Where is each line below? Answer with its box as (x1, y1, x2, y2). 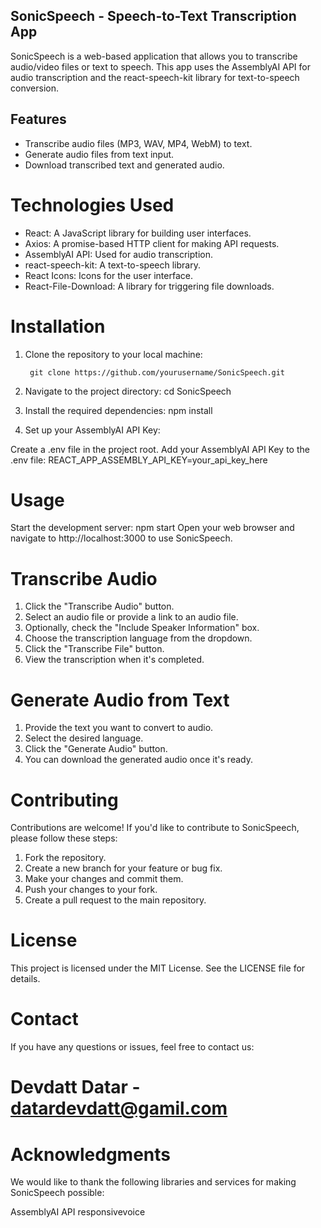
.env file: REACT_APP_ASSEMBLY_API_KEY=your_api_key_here (10, 454, 268, 466)
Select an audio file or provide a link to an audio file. (24, 611, 239, 623)
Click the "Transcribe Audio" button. (24, 600, 175, 613)
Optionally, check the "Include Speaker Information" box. (24, 622, 260, 634)
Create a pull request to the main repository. (24, 894, 207, 906)
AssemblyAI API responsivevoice (10, 1206, 146, 1218)
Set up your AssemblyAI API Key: (24, 424, 161, 436)
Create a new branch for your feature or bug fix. (24, 862, 223, 874)
